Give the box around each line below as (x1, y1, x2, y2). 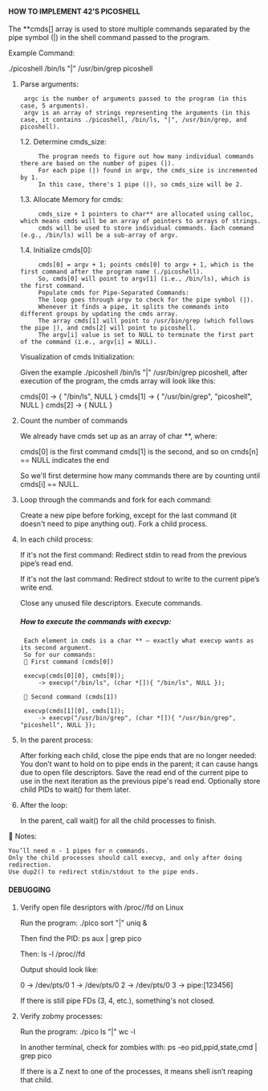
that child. (19, 1075, 54, 1085)
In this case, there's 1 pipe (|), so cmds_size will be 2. (38, 180, 243, 189)
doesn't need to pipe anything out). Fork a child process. (19, 519, 208, 529)
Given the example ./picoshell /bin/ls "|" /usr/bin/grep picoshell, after (19, 367, 248, 377)
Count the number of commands (19, 416, 128, 425)
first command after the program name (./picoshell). (19, 268, 204, 276)
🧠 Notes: (8, 831, 38, 842)
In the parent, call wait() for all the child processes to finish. (19, 816, 217, 825)
